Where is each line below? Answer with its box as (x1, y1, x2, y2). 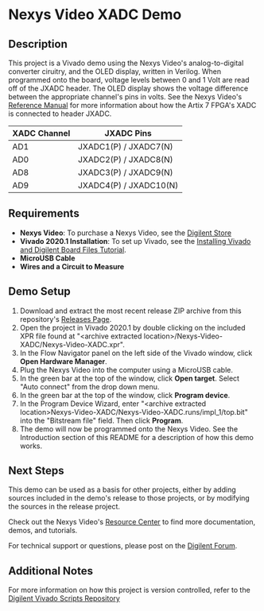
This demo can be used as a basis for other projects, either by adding (8, 485, 236, 494)
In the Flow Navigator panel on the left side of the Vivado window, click (19, 348, 253, 358)
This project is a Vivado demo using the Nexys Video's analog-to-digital (8, 58, 244, 68)
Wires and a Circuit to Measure (19, 261, 125, 271)
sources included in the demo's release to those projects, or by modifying (8, 493, 250, 503)
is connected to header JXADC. (8, 109, 112, 118)
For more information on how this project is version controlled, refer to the (8, 586, 250, 595)
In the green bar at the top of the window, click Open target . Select (19, 373, 240, 383)
